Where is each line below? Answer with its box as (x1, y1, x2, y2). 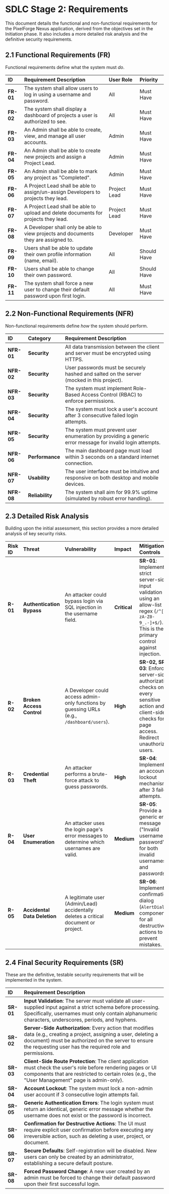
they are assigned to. (24, 236, 74, 243)
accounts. (24, 138, 48, 145)
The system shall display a (24, 105, 87, 112)
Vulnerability (64, 546, 97, 553)
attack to (78, 777, 100, 784)
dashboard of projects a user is (24, 112, 98, 119)
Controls (139, 549, 160, 556)
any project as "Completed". (24, 174, 92, 181)
